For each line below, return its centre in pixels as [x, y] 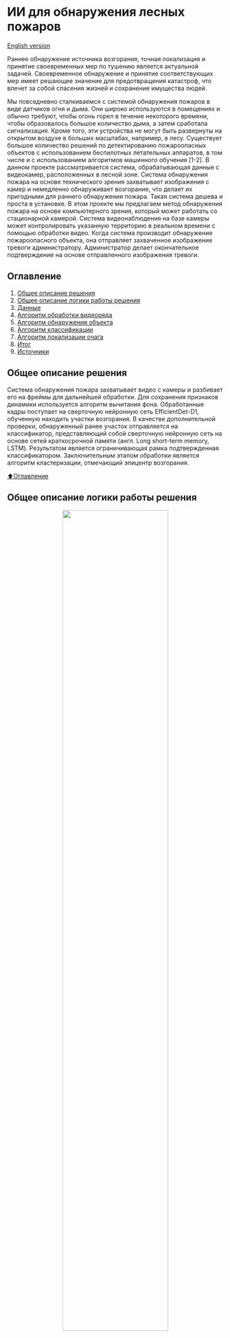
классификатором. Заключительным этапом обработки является [103, 455]
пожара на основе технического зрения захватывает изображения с [108, 181]
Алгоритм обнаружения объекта [65, 322]
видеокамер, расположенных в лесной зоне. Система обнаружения [107, 174]
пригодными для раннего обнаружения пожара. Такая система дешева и [115, 196]
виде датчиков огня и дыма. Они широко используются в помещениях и [114, 109]
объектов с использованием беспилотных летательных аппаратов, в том [115, 153]
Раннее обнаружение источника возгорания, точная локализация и [106, 58]
